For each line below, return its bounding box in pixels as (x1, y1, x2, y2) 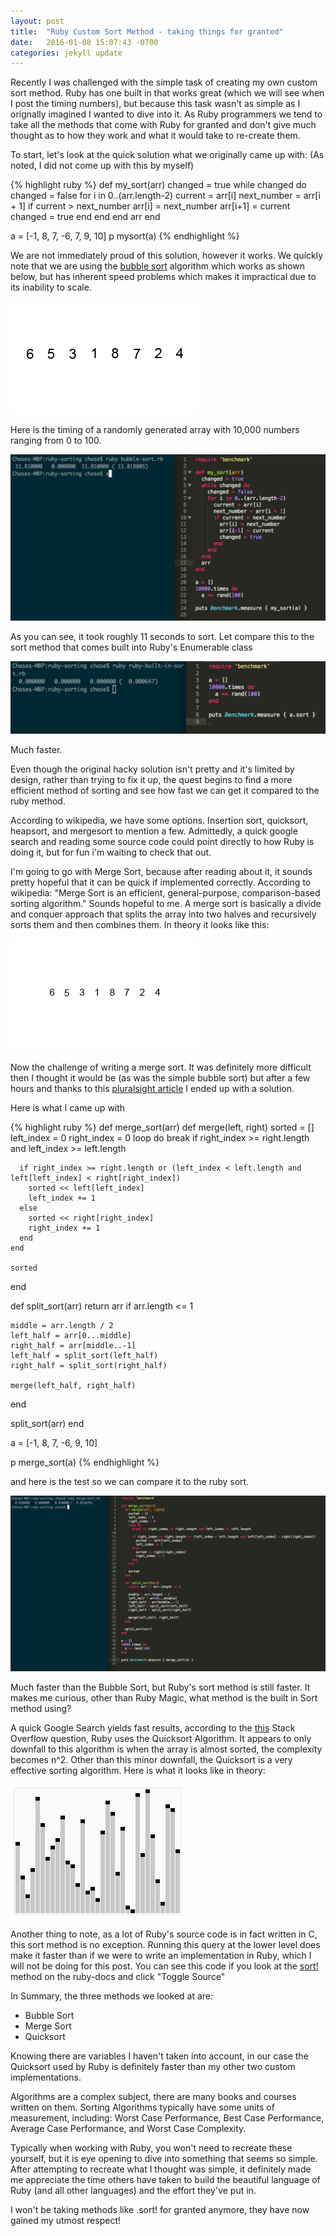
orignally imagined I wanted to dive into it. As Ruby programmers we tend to (10, 108, 323, 120)
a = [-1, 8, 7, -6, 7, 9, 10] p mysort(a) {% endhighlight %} (10, 230, 240, 242)
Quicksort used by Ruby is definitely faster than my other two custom (10, 2061, 296, 2073)
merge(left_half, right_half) (10, 1380, 137, 1390)
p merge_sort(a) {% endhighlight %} (10, 1456, 160, 1468)
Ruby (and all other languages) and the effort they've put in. (10, 2185, 257, 2197)
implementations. (10, 2071, 82, 2084)
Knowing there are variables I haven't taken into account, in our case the (10, 2050, 309, 2062)
